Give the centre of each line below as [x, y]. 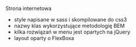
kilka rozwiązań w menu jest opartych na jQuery [72, 32]
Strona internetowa [29, 8]
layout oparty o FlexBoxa [44, 38]
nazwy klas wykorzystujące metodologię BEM [69, 26]
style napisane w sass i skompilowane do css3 [70, 19]
